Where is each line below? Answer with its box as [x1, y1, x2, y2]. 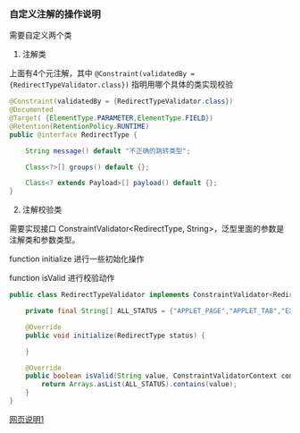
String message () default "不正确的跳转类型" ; [25, 146, 191, 156]
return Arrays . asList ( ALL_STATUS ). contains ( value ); [41, 380, 238, 389]
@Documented [9, 106, 54, 115]
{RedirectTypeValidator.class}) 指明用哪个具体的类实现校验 [9, 79, 234, 90]
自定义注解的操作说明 [9, 7, 101, 20]
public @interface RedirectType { [9, 130, 138, 140]
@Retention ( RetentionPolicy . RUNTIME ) [9, 122, 150, 131]
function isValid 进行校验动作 [9, 273, 115, 284]
